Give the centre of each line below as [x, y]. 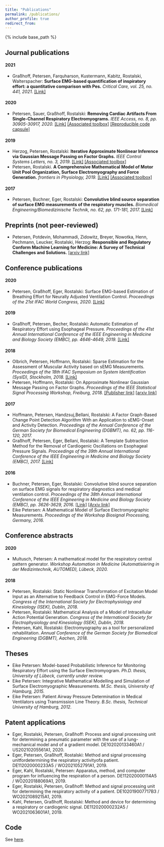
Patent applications [35, 722]
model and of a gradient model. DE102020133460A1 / [90, 745]
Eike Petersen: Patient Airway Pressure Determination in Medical [77, 697]
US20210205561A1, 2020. [38, 750]
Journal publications [37, 53]
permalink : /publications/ [33, 14]
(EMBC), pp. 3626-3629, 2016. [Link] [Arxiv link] [61, 504]
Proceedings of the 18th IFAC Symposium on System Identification [79, 372]
